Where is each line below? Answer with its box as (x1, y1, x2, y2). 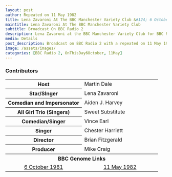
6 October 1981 (24, 163, 63, 170)
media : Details (5, 36, 38, 42)
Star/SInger (29, 90, 58, 97)
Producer (32, 146, 55, 153)
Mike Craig (84, 145, 111, 152)
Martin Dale (84, 81, 112, 88)
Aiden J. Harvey (84, 99, 123, 106)
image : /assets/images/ (5, 46, 56, 51)
